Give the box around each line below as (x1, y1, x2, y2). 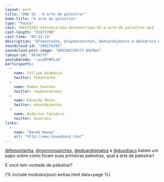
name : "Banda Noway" (14, 130, 56, 135)
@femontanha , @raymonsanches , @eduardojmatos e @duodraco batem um (5, 147, 159, 154)
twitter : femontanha (14, 75, 56, 80)
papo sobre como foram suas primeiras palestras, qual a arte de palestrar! (5, 153, 155, 159)
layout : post (5, 7, 32, 12)
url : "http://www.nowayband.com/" (14, 134, 84, 139)
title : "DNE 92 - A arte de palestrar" (5, 12, 86, 17)
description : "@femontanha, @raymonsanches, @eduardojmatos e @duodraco (5, 39, 156, 44)
